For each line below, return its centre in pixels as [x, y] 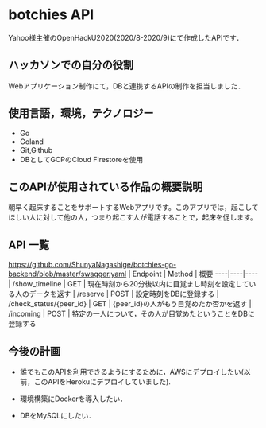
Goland [31, 142]
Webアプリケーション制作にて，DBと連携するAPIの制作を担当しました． [127, 86]
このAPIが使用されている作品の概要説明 [106, 187]
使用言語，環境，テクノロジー [81, 113]
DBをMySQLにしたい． [58, 416]
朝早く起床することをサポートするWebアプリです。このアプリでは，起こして [133, 208]
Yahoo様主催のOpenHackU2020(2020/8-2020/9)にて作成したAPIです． [126, 37]
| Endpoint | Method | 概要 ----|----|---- [193, 274]
